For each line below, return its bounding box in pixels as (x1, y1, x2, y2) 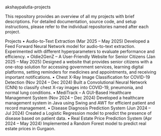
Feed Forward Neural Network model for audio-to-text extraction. (5, 44, 135, 49)
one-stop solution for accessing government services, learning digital (5, 64, 144, 70)
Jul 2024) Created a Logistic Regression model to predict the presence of (5, 110, 152, 116)
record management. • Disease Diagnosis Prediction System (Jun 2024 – (5, 105, 151, 111)
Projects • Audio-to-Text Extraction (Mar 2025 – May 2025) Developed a (5, 38, 150, 44)
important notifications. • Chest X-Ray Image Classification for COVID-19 (5, 75, 150, 80)
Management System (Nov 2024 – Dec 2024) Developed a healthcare (5, 95, 144, 101)
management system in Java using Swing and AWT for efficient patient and (5, 100, 155, 106)
